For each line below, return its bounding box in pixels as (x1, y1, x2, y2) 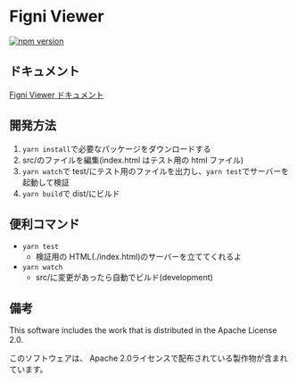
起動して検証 (21, 177, 70, 187)
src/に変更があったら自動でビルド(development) (35, 272, 214, 283)
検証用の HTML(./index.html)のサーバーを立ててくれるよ (35, 252, 243, 262)
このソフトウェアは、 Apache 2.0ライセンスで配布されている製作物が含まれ (9, 353, 288, 363)
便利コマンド (9, 216, 80, 231)
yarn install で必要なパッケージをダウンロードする (21, 143, 211, 154)
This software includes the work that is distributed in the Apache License (9, 325, 277, 336)
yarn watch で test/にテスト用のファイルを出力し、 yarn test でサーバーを (21, 165, 290, 176)
